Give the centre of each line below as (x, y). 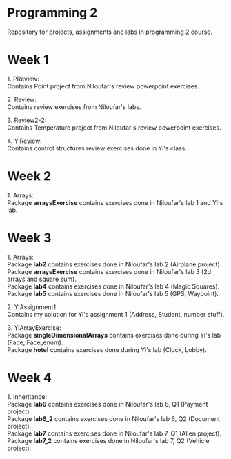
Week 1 (28, 60)
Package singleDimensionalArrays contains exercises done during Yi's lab (114, 335)
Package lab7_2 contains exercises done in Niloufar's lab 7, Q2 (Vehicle (109, 440)
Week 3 (29, 238)
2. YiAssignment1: (32, 307)
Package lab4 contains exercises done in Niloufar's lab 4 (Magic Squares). (113, 286)
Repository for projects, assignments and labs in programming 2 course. (110, 32)
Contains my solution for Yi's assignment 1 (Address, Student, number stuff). (116, 314)
